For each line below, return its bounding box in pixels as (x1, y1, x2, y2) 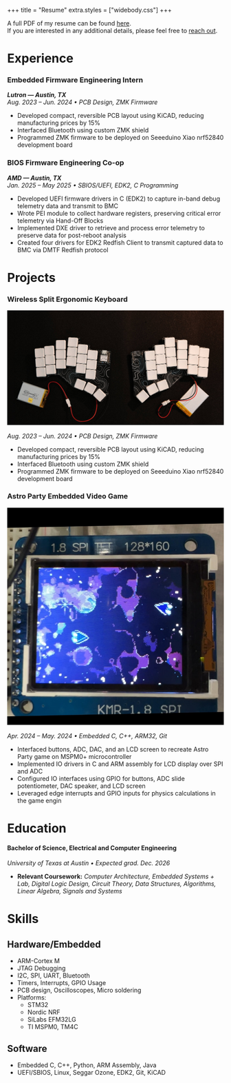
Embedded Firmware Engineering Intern (7, 75, 143, 85)
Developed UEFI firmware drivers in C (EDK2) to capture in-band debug (16, 194, 221, 203)
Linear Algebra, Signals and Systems (16, 887, 122, 895)
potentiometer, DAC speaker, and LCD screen (16, 782, 146, 790)
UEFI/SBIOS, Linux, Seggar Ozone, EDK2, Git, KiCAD (16, 1069, 166, 1077)
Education (7, 820, 67, 836)
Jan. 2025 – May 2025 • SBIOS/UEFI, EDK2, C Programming (7, 181, 179, 189)
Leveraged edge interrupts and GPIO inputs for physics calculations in (16, 789, 217, 797)
